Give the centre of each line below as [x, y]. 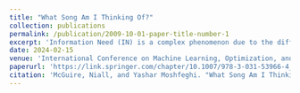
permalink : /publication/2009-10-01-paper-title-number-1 [119, 34]
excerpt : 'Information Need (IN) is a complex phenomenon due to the [142, 42]
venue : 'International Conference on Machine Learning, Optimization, [143, 58]
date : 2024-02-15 [42, 50]
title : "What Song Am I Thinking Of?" [81, 17]
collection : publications [57, 26]
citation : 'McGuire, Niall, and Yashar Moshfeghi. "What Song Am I [137, 75]
